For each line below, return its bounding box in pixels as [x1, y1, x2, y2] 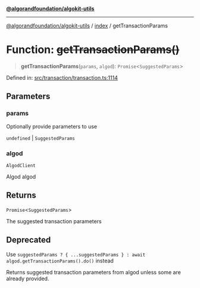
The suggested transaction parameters [6, 217, 102, 225]
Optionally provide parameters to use [6, 123, 98, 130]
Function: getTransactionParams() [6, 43, 180, 57]
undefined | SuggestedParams [6, 134, 76, 142]
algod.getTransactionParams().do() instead [6, 257, 114, 264]
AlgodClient [6, 162, 36, 168]
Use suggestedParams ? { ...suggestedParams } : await [6, 251, 146, 258]
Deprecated [6, 235, 51, 245]
